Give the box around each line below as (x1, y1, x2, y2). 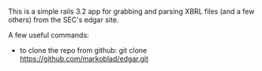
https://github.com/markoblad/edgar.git (19, 54, 148, 63)
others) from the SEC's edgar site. (8, 15, 119, 24)
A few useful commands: (8, 31, 89, 39)
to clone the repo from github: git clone (19, 46, 148, 54)
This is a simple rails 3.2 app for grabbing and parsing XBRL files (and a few (8, 7, 255, 16)
